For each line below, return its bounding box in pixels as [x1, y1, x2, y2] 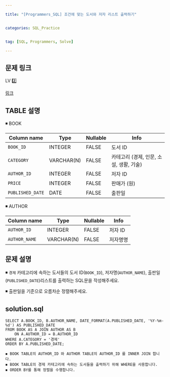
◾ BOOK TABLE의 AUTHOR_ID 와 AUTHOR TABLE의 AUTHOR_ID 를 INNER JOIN [5, 351, 151, 356]
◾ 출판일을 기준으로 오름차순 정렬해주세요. [5, 288, 88, 294]
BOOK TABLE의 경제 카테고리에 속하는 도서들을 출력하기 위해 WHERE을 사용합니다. [10, 362, 158, 367]
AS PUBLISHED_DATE [16, 323, 56, 328]
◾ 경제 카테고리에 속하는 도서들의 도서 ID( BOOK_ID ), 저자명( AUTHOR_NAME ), [5, 269, 147, 276]
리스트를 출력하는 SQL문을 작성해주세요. [40, 277, 119, 283]
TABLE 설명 [5, 106, 40, 115]
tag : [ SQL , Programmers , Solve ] [5, 39, 73, 44]
